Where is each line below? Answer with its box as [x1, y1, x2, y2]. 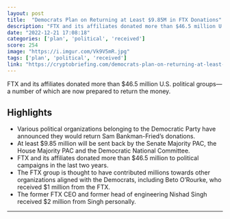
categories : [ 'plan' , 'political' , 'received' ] [7, 36, 146, 42]
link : [7, 61, 23, 68]
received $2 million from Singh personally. [16, 198, 137, 206]
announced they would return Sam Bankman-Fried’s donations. [16, 132, 196, 140]
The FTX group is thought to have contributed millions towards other [16, 168, 211, 177]
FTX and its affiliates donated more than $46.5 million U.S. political [7, 79, 195, 88]
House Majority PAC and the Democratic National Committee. [16, 146, 190, 155]
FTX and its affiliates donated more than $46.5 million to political [16, 154, 199, 162]
